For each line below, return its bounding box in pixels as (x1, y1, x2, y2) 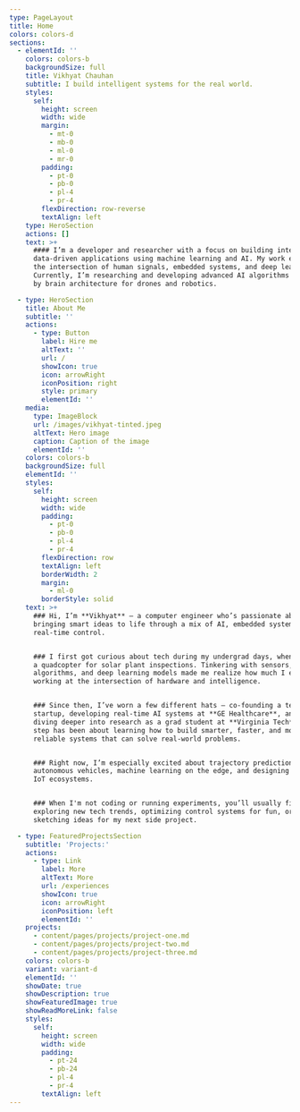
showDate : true (25, 981, 82, 990)
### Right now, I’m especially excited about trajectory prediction (32, 758, 294, 768)
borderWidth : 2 (41, 570, 98, 579)
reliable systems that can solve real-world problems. (32, 734, 242, 743)
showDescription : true (25, 989, 110, 998)
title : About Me (25, 303, 87, 313)
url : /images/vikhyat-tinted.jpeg (32, 420, 162, 429)
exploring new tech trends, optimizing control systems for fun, (32, 807, 281, 816)
